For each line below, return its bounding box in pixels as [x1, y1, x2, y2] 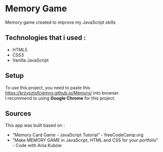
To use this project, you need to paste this [5, 84, 90, 90]
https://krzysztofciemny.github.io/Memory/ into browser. [5, 90, 120, 96]
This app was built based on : [5, 122, 65, 128]
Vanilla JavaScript [12, 57, 49, 63]
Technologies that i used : [5, 34, 86, 42]
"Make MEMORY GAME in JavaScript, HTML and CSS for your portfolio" [12, 137, 159, 143]
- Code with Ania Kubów [12, 143, 62, 149]
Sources [5, 109, 32, 117]
